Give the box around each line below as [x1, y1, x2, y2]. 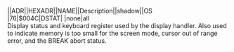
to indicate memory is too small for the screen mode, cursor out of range [7, 29, 218, 37]
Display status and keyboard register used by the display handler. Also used [7, 22, 227, 30]
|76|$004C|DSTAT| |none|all [7, 14, 90, 22]
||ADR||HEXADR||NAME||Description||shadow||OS [7, 7, 153, 15]
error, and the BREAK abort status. [7, 37, 107, 45]
